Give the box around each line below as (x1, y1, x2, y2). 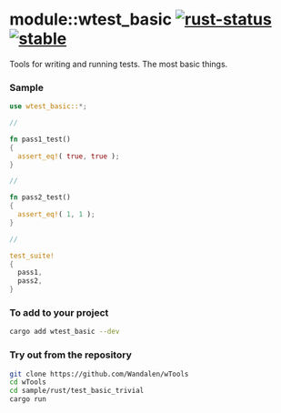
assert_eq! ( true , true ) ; (17, 151, 120, 161)
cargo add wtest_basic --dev (9, 327, 120, 337)
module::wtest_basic (9, 9, 173, 30)
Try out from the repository (9, 348, 132, 361)
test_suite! (9, 251, 55, 260)
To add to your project (9, 307, 109, 319)
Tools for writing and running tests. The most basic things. (9, 58, 228, 69)
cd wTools (9, 378, 47, 387)
